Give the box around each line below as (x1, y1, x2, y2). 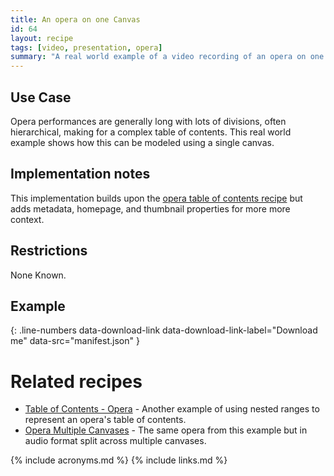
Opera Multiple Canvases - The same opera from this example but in (24, 424, 308, 436)
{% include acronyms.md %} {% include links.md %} (10, 454, 228, 466)
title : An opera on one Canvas (10, 14, 141, 25)
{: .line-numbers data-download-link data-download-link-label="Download (10, 324, 318, 336)
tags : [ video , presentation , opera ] (10, 42, 163, 53)
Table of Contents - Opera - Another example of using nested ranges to (24, 403, 320, 415)
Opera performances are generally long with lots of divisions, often (10, 115, 287, 127)
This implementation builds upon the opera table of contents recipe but (10, 192, 303, 204)
